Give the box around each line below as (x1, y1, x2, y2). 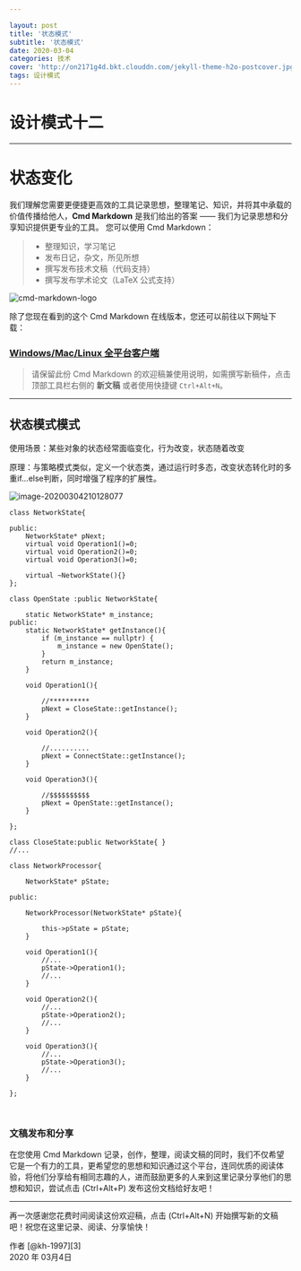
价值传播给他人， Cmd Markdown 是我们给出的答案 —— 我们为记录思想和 (9, 210, 280, 221)
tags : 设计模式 (9, 71, 61, 81)
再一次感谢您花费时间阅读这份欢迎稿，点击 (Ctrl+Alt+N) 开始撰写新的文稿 (9, 1210, 279, 1221)
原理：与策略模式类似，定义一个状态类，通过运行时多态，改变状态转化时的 (9, 461, 284, 472)
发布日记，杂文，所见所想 (44, 252, 140, 263)
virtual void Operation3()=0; (25, 555, 139, 564)
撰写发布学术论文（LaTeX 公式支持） (44, 274, 180, 285)
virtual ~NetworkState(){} (25, 570, 126, 579)
